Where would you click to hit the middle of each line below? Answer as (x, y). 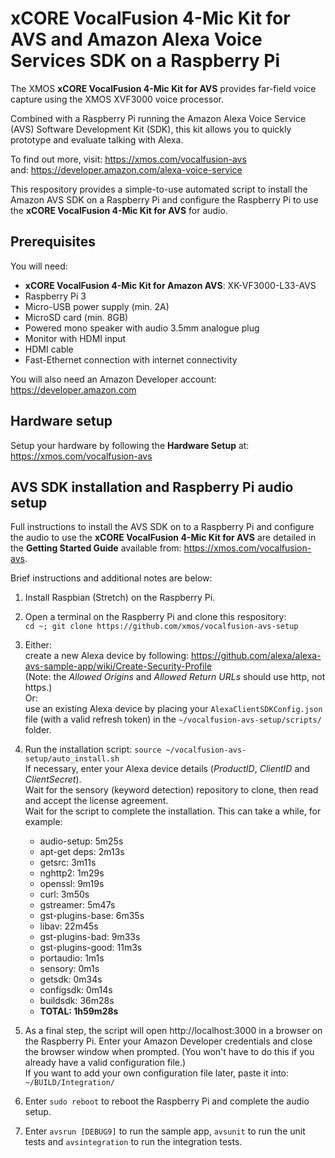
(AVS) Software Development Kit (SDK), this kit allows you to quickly (151, 129)
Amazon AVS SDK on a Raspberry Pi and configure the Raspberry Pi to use (164, 199)
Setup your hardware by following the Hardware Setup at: (130, 445)
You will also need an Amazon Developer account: (113, 379)
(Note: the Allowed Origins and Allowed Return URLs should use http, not (175, 677)
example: (43, 822)
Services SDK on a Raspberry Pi (145, 61)
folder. (38, 730)
